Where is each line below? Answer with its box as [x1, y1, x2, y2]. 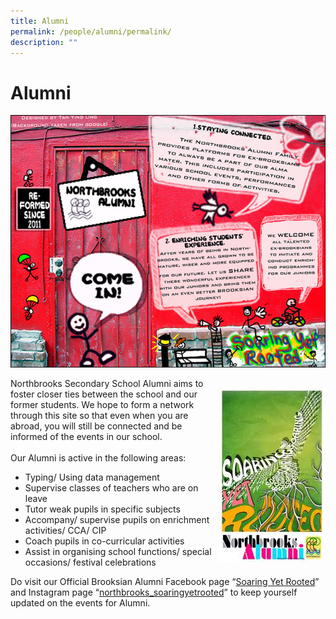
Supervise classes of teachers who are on [24, 481, 199, 494]
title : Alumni [10, 16, 70, 26]
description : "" [10, 37, 78, 47]
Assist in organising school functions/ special [24, 545, 212, 557]
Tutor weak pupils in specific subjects [24, 503, 181, 515]
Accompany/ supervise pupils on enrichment [24, 513, 210, 525]
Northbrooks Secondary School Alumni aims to [10, 377, 204, 389]
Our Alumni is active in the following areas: [10, 451, 187, 464]
